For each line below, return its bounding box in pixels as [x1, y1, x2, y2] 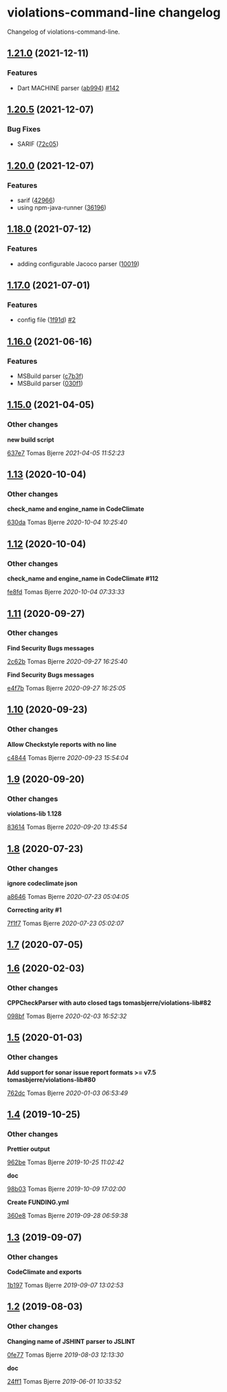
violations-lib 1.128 [7, 809, 62, 818]
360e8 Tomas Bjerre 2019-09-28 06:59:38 [7, 1212, 129, 1220]
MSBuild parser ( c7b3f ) [17, 372, 84, 380]
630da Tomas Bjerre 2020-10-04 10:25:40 [7, 518, 127, 527]
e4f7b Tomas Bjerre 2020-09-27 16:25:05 [7, 684, 126, 692]
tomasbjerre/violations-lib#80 [7, 1075, 96, 1084]
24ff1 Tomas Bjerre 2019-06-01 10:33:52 [7, 1377, 122, 1385]
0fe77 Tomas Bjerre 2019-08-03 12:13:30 [7, 1350, 124, 1359]
